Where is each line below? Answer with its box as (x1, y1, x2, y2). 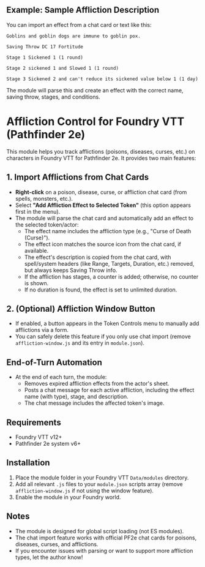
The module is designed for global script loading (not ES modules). (15, 527, 184, 535)
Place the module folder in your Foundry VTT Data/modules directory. (15, 474, 189, 481)
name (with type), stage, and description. (24, 393, 129, 400)
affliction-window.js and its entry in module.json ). (15, 339, 145, 347)
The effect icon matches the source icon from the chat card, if (24, 240, 182, 247)
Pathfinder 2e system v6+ (15, 440, 81, 447)
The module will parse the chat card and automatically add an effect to (15, 214, 194, 222)
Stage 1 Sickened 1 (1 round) (6, 54, 84, 61)
